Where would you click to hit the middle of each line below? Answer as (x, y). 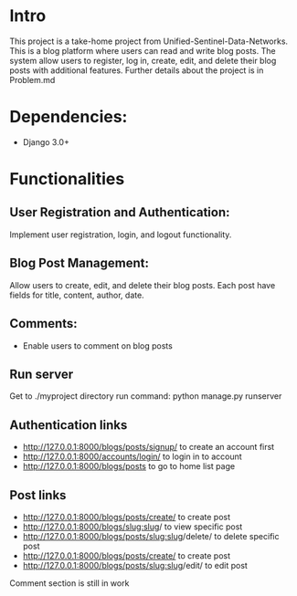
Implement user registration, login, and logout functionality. (121, 235)
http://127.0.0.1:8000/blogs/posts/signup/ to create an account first (148, 447)
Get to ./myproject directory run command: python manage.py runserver (146, 396)
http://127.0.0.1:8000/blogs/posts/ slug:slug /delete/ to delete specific (151, 536)
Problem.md (32, 79)
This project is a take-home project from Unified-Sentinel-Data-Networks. (149, 41)
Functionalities (67, 179)
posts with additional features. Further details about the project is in (137, 70)
